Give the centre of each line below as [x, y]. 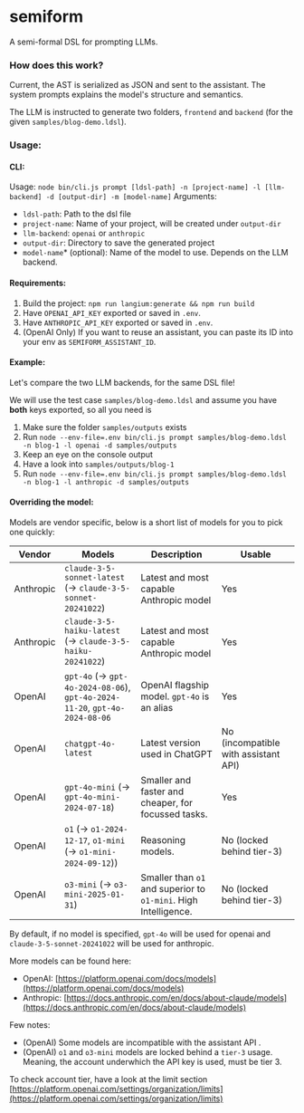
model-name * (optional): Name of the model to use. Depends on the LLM [155, 253]
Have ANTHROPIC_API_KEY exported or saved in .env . [118, 322]
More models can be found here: [71, 961]
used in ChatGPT [176, 753]
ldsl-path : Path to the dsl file [76, 214]
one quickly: [33, 532]
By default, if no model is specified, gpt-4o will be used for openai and [140, 934]
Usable [256, 554]
